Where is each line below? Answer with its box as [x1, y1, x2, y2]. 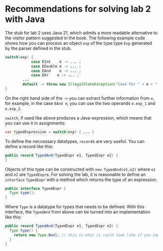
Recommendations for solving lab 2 [5, 3, 151, 15]
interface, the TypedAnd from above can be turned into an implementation [5, 209, 150, 215]
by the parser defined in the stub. [5, 45, 72, 51]
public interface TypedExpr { [5, 186, 66, 191]
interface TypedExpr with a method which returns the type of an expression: [5, 177, 157, 182]
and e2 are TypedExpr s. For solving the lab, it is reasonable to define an [5, 171, 146, 177]
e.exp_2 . [5, 106, 22, 111]
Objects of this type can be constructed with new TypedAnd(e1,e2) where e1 [5, 166, 156, 172]
